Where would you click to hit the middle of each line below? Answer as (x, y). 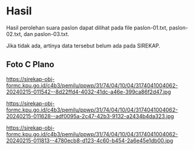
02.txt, (14, 34)
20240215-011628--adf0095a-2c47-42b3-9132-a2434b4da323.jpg (90, 116)
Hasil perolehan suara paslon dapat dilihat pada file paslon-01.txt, (87, 28)
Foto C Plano (30, 64)
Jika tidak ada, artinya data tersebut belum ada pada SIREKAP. (83, 46)
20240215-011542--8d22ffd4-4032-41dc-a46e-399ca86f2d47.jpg (89, 92)
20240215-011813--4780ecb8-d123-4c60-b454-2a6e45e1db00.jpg (90, 140)
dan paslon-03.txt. (46, 34)
